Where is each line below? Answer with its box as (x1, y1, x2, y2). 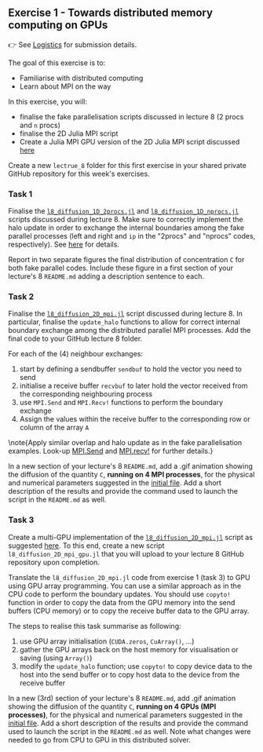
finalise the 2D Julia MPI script (19, 129, 119, 138)
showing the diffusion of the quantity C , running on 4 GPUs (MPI (8, 702, 217, 711)
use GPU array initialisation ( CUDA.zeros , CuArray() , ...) (19, 636, 195, 646)
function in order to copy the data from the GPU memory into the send (8, 597, 236, 607)
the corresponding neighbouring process (19, 389, 153, 399)
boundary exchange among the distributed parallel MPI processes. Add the (8, 326, 251, 335)
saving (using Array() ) (19, 653, 93, 663)
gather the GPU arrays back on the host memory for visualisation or (19, 644, 239, 654)
